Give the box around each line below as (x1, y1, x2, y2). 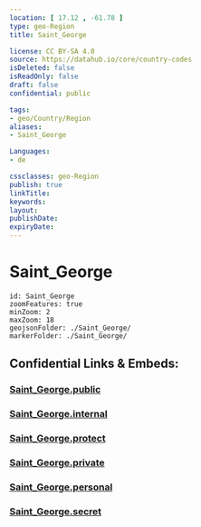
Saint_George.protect (9, 433, 106, 445)
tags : (9, 105, 30, 114)
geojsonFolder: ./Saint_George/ (9, 323, 131, 333)
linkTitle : (9, 188, 51, 198)
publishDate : (9, 214, 59, 224)
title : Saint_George (9, 30, 88, 39)
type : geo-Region (9, 22, 75, 31)
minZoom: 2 (9, 307, 51, 316)
